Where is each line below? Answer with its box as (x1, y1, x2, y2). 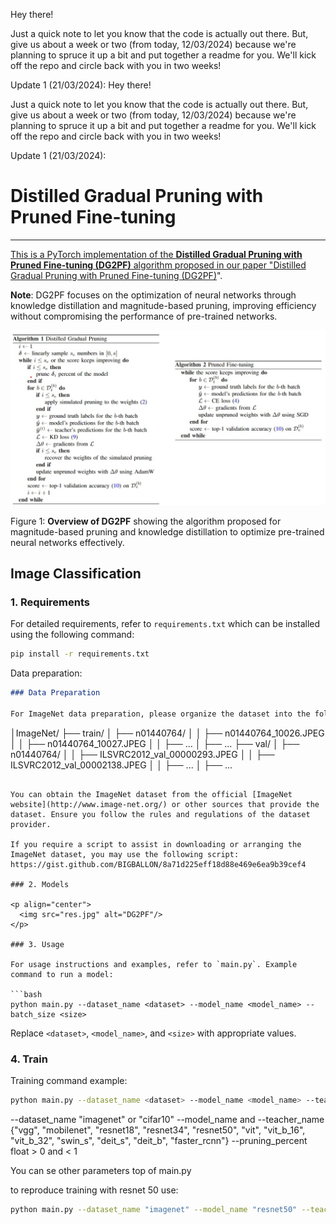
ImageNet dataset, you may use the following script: (10, 849, 240, 859)
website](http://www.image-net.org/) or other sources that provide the (10, 799, 320, 809)
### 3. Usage (10, 939, 65, 949)
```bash (10, 989, 43, 999)
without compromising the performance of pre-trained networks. (10, 310, 278, 322)
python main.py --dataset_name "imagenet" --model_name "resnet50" (10, 1204, 298, 1214)
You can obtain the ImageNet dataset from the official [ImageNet (10, 789, 293, 799)
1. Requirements (10, 595, 91, 609)
